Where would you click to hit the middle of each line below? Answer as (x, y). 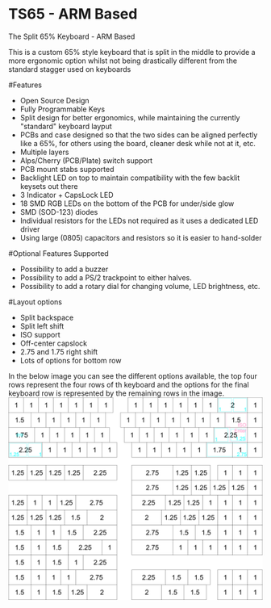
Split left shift (42, 326)
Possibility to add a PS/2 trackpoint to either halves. (106, 277)
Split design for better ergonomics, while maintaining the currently (130, 117)
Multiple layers (44, 152)
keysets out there (49, 186)
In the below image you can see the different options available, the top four (133, 375)
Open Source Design (55, 100)
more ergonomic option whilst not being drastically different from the (123, 61)
